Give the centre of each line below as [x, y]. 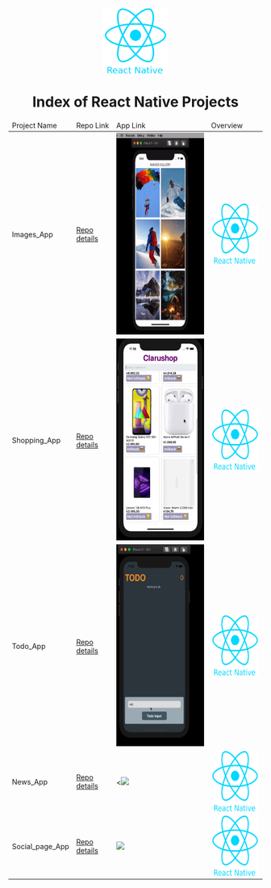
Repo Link [93, 125]
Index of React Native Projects [135, 102]
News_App [30, 781]
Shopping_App [36, 441]
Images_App [33, 234]
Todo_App [29, 647]
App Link [131, 125]
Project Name [35, 125]
